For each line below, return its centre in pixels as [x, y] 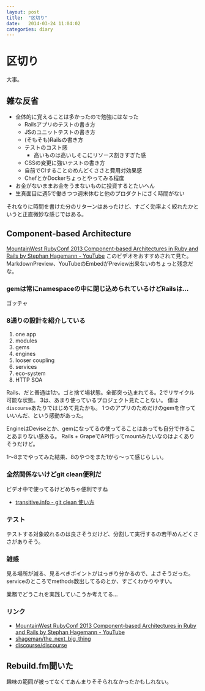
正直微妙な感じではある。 [54, 214]
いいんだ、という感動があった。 [47, 415]
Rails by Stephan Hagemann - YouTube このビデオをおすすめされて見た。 [99, 256]
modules [26, 341]
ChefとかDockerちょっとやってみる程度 [74, 178]
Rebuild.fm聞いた [40, 666]
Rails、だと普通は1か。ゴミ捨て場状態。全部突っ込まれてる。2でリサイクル [100, 393]
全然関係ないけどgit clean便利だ [54, 474]
